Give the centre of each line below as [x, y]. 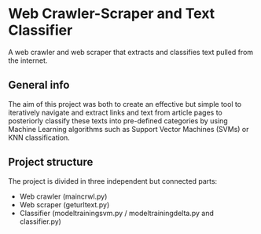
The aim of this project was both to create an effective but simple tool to [125, 104]
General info [39, 85]
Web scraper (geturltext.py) [64, 204]
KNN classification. [39, 137]
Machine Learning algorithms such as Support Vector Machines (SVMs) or [129, 129]
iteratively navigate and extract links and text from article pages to [115, 112]
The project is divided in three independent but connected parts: [113, 181]
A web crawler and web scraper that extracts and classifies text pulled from [131, 52]
